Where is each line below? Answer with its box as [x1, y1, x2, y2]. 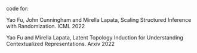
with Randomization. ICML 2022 [6, 23, 85, 29]
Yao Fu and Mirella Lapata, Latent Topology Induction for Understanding [6, 34, 184, 41]
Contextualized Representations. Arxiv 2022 [6, 41, 115, 47]
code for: [6, 5, 29, 12]
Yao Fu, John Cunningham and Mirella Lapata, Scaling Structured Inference [6, 16, 192, 23]
